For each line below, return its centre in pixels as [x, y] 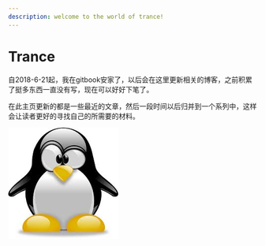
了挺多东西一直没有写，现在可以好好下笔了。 [81, 89]
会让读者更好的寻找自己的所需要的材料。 [74, 116]
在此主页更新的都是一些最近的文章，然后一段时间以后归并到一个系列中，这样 [132, 106]
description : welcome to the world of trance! [86, 17]
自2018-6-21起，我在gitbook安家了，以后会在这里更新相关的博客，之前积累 [130, 80]
